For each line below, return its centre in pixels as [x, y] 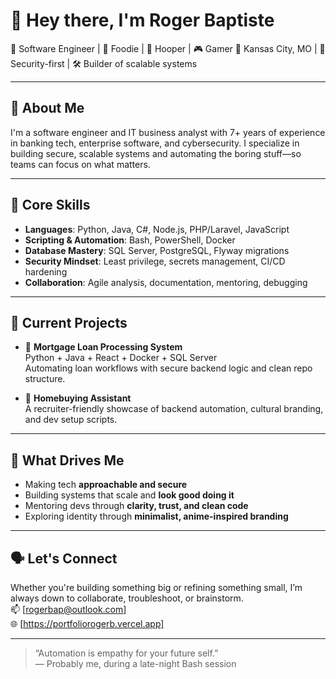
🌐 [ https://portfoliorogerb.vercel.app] [87, 623]
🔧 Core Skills [50, 205]
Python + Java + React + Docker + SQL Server [121, 358]
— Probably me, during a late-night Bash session [135, 663]
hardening [46, 271]
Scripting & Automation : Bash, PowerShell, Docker [130, 240]
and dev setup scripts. [71, 420]
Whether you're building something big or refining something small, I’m [156, 587]
